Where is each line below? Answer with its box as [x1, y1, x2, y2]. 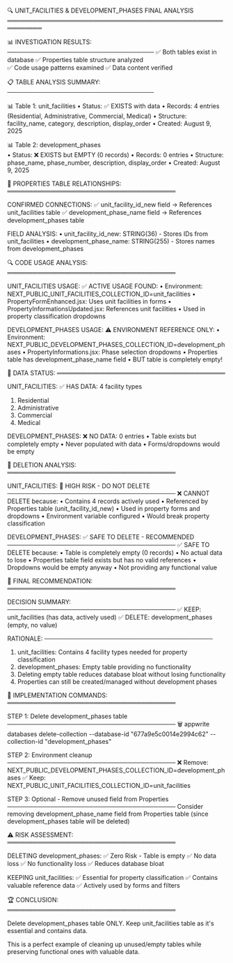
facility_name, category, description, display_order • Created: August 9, [7, 119, 212, 128]
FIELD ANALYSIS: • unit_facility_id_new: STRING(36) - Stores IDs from [7, 230, 209, 238]
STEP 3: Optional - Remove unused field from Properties [7, 795, 169, 803]
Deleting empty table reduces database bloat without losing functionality [17, 670, 226, 678]
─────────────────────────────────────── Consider [7, 802, 204, 810]
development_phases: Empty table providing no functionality [17, 663, 191, 671]
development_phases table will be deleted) [7, 817, 130, 826]
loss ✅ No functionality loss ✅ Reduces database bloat [7, 860, 165, 867]
